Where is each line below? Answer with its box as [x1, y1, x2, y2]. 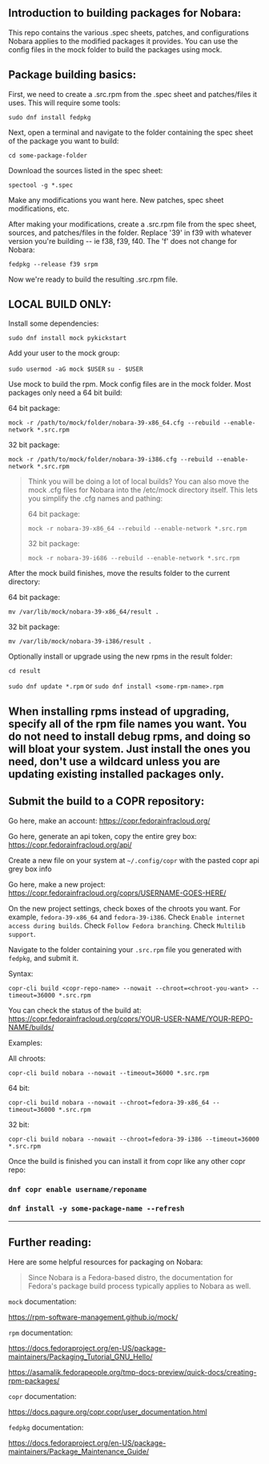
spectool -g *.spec [8, 180, 74, 189]
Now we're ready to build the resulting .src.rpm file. [8, 274, 179, 284]
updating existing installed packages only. [8, 767, 225, 781]
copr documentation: [8, 1391, 77, 1401]
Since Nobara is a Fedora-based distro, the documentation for [27, 1272, 234, 1282]
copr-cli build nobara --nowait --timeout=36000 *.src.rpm [8, 1069, 210, 1077]
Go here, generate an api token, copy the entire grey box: [8, 831, 198, 841]
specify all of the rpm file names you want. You [8, 717, 247, 731]
